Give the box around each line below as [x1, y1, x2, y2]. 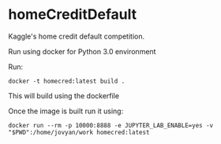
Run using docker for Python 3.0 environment [8, 46, 156, 56]
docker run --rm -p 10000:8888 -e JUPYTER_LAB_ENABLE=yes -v [8, 121, 214, 129]
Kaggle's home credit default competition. [8, 31, 145, 41]
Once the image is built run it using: [8, 106, 124, 116]
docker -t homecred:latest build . [8, 77, 125, 85]
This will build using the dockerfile [8, 90, 120, 100]
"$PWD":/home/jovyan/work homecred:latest [8, 128, 150, 136]
